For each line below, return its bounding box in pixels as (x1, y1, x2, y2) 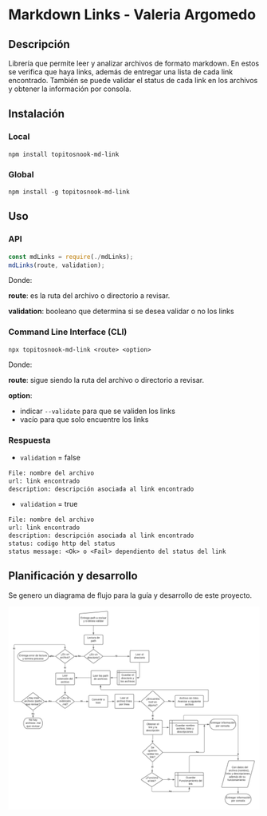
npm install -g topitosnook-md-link (8, 188, 130, 196)
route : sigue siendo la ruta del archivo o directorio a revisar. (8, 375, 205, 384)
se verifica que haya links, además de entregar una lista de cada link (8, 67, 234, 77)
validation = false (19, 453, 81, 463)
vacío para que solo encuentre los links (19, 414, 149, 424)
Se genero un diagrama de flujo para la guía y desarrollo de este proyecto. (8, 590, 253, 600)
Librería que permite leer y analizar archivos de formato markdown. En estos (8, 58, 260, 68)
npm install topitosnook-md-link (8, 150, 120, 158)
